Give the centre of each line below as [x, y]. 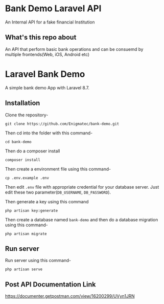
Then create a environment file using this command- [58, 169]
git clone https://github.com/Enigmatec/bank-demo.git [62, 124]
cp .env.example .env [27, 178]
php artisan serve [24, 269]
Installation [23, 103]
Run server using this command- [38, 261]
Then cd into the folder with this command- [49, 133]
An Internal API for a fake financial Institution [50, 22]
